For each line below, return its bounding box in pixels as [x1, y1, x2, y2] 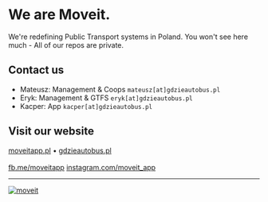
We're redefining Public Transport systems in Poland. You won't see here [8, 32, 249, 41]
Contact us [8, 64, 65, 77]
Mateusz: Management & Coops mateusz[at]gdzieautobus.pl [19, 84, 221, 94]
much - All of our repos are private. [8, 40, 124, 49]
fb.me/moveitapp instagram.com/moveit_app [8, 162, 156, 172]
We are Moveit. [8, 6, 111, 24]
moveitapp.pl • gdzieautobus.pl [8, 146, 112, 155]
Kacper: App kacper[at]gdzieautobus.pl [19, 101, 153, 111]
